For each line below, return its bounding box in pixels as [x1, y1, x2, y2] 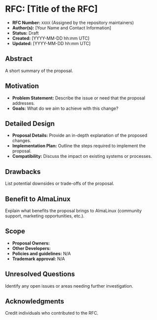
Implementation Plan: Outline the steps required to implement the [12, 143, 146, 149]
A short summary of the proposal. [5, 68, 74, 74]
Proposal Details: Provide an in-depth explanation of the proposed [12, 132, 148, 138]
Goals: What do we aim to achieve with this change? [12, 105, 119, 111]
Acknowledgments [5, 297, 65, 306]
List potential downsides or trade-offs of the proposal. [5, 180, 114, 187]
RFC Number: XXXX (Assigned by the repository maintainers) [12, 20, 134, 25]
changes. [12, 138, 31, 144]
